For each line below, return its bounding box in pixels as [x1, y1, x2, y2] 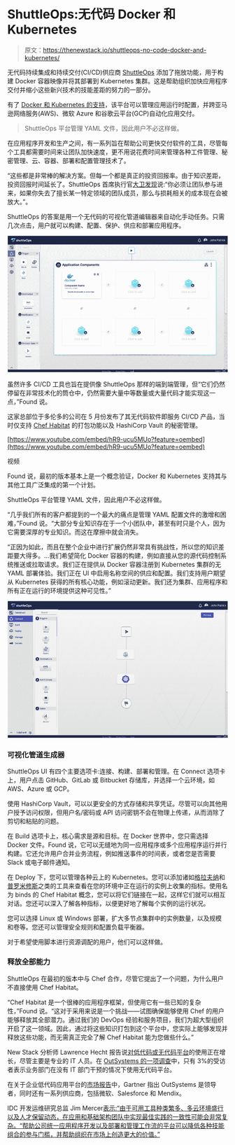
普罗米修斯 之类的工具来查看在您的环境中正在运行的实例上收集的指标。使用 [7, 882, 222, 890]
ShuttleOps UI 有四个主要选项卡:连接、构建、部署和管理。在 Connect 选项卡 [7, 767, 226, 775]
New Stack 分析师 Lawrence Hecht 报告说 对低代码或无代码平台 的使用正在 [7, 1048, 220, 1056]
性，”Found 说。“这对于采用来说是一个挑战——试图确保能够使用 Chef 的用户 [7, 1006, 225, 1015]
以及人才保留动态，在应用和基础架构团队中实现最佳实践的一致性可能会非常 [7, 1112, 222, 1121]
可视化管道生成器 [7, 750, 65, 760]
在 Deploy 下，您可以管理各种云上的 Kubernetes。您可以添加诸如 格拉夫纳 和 [7, 873, 225, 882]
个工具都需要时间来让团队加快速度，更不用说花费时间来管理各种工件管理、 [7, 148, 222, 156]
